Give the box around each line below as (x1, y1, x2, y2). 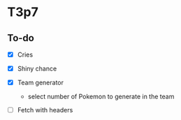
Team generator (17, 78, 64, 87)
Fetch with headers (17, 106, 73, 114)
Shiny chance (17, 64, 57, 73)
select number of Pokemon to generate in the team (27, 92, 175, 101)
